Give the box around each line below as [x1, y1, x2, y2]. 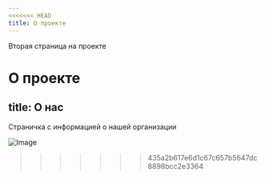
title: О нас [8, 101, 64, 114]
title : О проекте [8, 19, 66, 27]
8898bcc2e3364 [147, 161, 204, 171]
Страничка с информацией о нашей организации [8, 121, 177, 132]
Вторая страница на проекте [8, 41, 106, 50]
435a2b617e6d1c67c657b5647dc [147, 152, 258, 162]
